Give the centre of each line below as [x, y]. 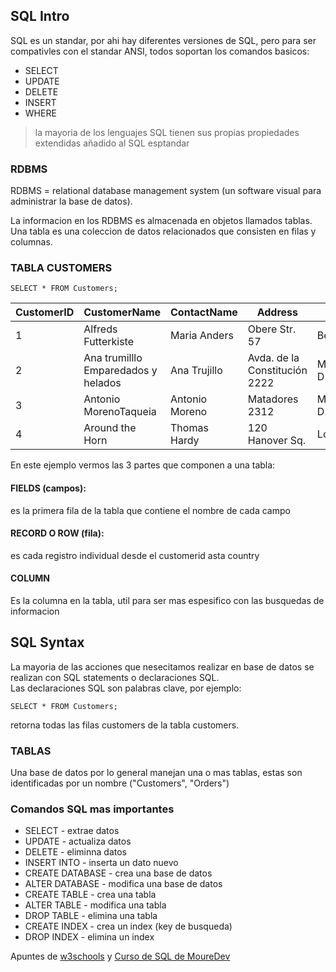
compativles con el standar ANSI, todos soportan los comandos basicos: [160, 51]
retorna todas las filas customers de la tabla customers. [125, 725]
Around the [110, 428]
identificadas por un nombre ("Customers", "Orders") [120, 783]
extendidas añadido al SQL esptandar [112, 143]
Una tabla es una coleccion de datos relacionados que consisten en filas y [163, 231]
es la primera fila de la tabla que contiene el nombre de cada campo [150, 510]
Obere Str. [272, 329]
